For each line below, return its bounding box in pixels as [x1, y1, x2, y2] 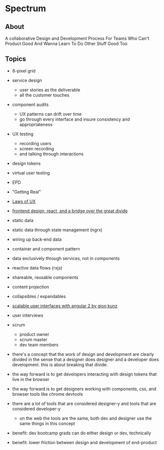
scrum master [19, 336, 48, 342]
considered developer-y [12, 405, 61, 412]
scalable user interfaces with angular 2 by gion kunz [12, 302, 118, 309]
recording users [19, 140, 52, 146]
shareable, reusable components [12, 274, 79, 280]
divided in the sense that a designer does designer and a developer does [12, 356, 160, 362]
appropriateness [19, 121, 53, 127]
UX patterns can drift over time [19, 111, 82, 117]
